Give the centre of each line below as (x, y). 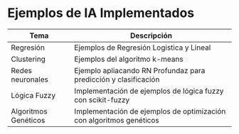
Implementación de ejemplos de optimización (150, 111)
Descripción (152, 35)
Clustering (28, 59)
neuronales (30, 79)
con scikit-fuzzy (102, 99)
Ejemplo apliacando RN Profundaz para (140, 70)
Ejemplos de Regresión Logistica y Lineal (143, 48)
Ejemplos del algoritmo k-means (129, 59)
